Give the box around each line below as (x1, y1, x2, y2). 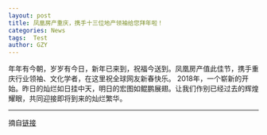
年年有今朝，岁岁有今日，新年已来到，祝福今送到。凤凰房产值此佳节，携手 (8, 64, 252, 74)
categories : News (8, 26, 66, 34)
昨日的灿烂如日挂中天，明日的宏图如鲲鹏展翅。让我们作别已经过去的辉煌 (21, 84, 259, 94)
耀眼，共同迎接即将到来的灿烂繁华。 (8, 94, 127, 103)
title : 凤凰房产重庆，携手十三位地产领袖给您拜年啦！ (8, 19, 164, 27)
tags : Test (8, 33, 48, 42)
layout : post (8, 11, 52, 20)
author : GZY (8, 41, 48, 49)
